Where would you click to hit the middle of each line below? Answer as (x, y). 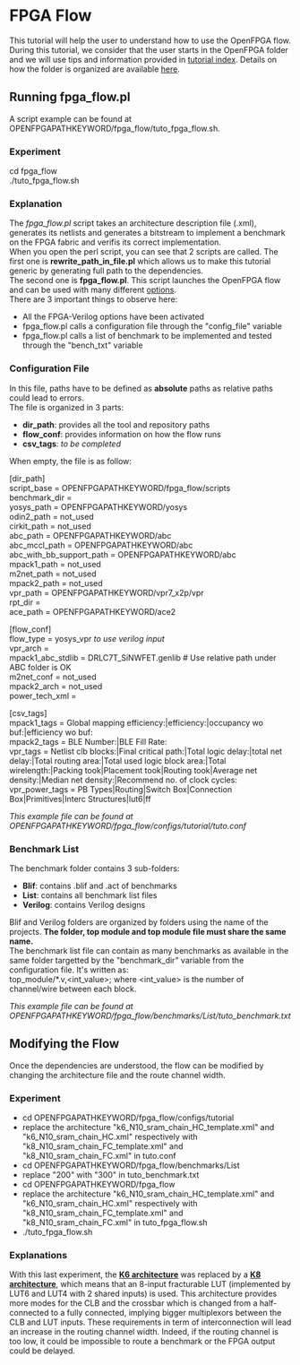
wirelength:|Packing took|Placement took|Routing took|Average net (133, 770)
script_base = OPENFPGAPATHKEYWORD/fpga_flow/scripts (120, 488)
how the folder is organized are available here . (95, 69)
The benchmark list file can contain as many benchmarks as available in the (149, 950)
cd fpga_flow (34, 171)
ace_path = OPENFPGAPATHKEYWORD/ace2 (93, 611)
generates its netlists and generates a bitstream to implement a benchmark (147, 233)
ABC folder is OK (40, 667)
